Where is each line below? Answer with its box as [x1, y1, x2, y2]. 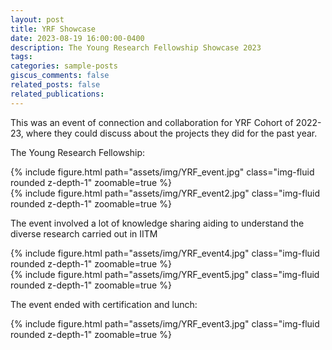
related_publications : [10, 89, 105, 99]
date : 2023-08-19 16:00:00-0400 [10, 33, 145, 43]
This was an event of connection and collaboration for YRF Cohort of [10, 116, 294, 128]
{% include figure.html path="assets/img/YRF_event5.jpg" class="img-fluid [10, 268, 320, 280]
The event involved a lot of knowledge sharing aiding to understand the [10, 217, 305, 229]
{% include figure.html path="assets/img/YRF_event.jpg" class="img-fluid [10, 166, 315, 178]
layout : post [10, 14, 65, 25]
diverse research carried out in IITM [10, 227, 158, 240]
